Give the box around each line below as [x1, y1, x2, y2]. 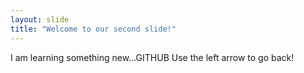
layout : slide [10, 14, 70, 25]
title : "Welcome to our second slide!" [10, 24, 177, 34]
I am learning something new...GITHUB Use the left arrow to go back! [10, 51, 295, 63]
